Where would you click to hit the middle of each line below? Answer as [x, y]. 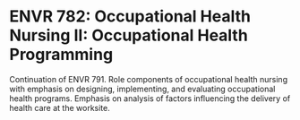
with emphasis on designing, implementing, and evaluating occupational [142, 89]
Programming [61, 55]
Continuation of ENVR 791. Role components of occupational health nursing [149, 79]
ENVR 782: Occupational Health [130, 17]
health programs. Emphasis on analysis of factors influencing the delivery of [150, 98]
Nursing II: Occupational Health [129, 35]
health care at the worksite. [60, 107]
